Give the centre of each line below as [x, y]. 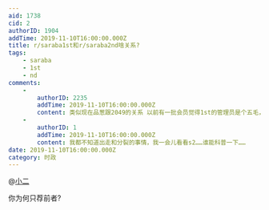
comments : [25, 83]
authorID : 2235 [62, 98]
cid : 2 [19, 23]
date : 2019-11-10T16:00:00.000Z [62, 150]
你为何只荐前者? [35, 198]
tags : [17, 53]
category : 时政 [32, 157]
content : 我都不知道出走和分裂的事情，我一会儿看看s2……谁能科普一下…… [141, 142]
